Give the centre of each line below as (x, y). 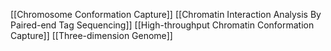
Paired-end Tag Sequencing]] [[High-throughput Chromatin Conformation (162, 25)
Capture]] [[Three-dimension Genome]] (91, 35)
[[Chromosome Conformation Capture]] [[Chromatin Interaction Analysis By (166, 14)
